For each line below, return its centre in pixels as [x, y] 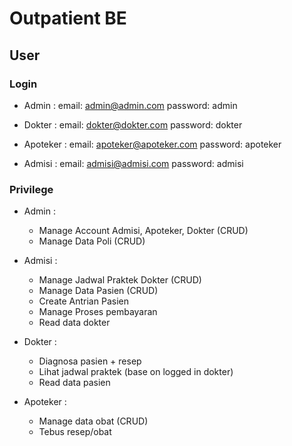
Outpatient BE [68, 18]
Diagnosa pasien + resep [90, 361]
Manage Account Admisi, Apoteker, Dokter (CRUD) [143, 231]
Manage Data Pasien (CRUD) [98, 291]
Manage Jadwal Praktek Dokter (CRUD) [120, 280]
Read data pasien [74, 383]
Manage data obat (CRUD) [93, 421]
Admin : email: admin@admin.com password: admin [130, 105]
